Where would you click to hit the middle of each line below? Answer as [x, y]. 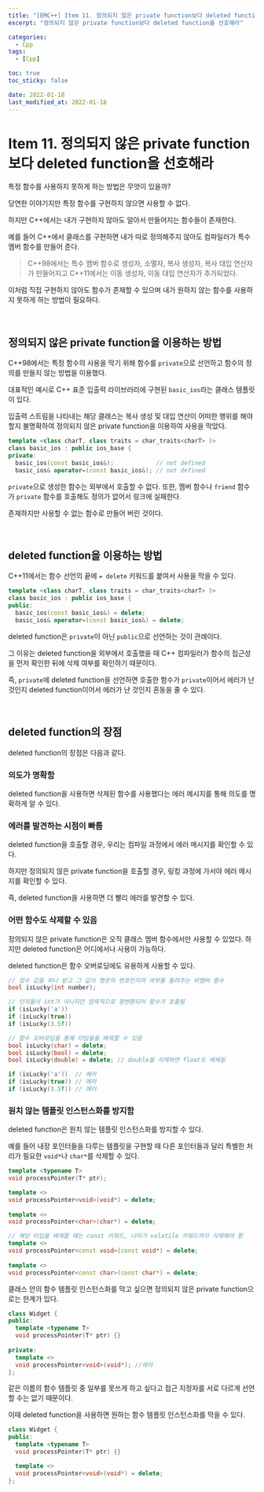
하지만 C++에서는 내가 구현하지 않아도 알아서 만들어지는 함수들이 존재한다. [122, 220]
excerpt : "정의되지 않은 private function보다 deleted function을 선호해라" [126, 23]
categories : [27, 37]
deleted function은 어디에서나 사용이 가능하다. [94, 949]
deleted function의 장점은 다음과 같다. [67, 752]
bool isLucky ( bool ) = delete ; [58, 1053]
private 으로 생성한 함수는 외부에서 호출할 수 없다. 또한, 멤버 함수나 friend [122, 487]
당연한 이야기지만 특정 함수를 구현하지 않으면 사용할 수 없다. [99, 203]
